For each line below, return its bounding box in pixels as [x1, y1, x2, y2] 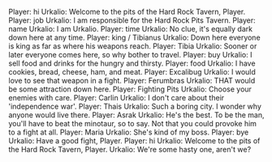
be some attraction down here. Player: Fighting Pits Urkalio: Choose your [8, 84, 252, 94]
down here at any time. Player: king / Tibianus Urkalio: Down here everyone [8, 32, 261, 42]
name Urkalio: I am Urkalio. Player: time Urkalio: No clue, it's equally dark [8, 24, 253, 33]
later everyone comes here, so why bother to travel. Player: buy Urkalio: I [8, 50, 253, 59]
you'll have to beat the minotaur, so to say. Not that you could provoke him [8, 119, 257, 128]
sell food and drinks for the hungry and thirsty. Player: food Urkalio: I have [8, 58, 256, 68]
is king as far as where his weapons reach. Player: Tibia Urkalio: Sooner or [8, 41, 257, 51]
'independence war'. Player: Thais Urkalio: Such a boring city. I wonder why [8, 101, 261, 111]
